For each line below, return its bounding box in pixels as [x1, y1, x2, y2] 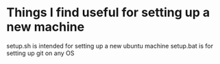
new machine [6, 19, 85, 35]
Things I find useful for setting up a [6, 5, 210, 20]
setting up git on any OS [6, 49, 75, 57]
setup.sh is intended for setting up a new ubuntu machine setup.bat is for [6, 42, 214, 50]
